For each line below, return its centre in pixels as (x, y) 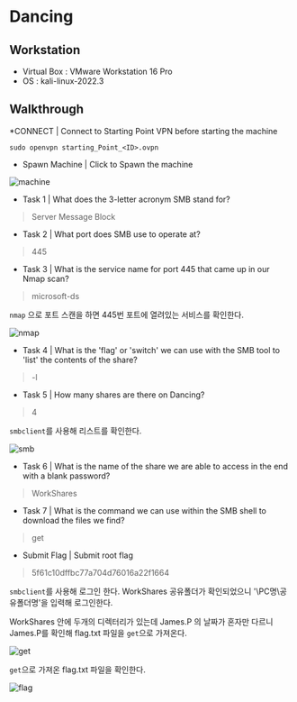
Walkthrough (46, 109)
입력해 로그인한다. (81, 602)
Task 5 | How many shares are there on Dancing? (113, 395)
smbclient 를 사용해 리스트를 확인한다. (76, 431)
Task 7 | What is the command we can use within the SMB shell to (144, 510)
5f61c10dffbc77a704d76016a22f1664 (100, 572)
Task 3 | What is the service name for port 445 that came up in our (146, 269)
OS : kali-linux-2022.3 (63, 81)
